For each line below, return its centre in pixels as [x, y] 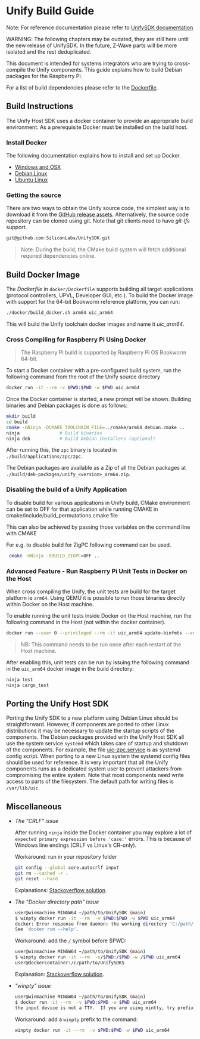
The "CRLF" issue [37, 821]
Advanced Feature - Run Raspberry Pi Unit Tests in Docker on [97, 571]
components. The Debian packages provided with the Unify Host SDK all [95, 737]
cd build [17, 422]
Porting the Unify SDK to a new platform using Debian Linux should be [92, 718]
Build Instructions [40, 107]
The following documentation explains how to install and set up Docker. [94, 156]
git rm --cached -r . [42, 873]
